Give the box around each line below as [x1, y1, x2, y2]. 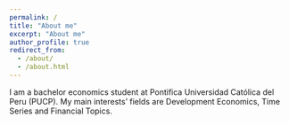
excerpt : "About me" [9, 29, 87, 38]
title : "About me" [9, 21, 78, 30]
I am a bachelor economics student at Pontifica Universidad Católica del [9, 86, 275, 98]
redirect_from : [9, 46, 66, 55]
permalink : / [9, 12, 58, 22]
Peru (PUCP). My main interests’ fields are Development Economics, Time [9, 96, 281, 106]
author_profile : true [9, 37, 90, 47]
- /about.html [17, 63, 70, 72]
